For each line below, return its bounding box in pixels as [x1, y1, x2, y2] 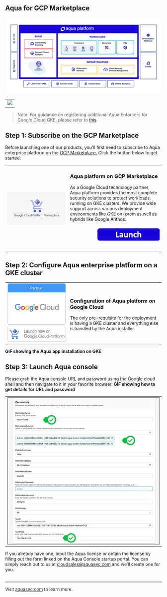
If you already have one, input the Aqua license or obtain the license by [5, 551, 151, 557]
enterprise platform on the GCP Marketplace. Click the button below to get [5, 150, 158, 156]
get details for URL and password [5, 387, 76, 393]
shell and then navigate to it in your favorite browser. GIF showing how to [5, 381, 156, 387]
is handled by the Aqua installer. [70, 325, 136, 331]
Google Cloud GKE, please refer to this [17, 117, 97, 123]
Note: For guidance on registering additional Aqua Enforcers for [17, 111, 148, 117]
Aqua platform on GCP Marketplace [70, 173, 158, 180]
